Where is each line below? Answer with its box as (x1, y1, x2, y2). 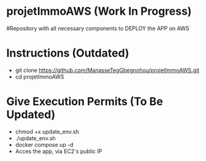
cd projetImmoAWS (15, 73, 64, 80)
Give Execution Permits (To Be (6, 95, 164, 109)
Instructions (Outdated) (6, 46, 130, 60)
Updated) (6, 108, 56, 122)
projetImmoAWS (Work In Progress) (6, 4, 192, 18)
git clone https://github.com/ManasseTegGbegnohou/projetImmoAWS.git (15, 66, 200, 74)
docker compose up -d (15, 141, 74, 148)
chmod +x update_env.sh (15, 128, 80, 135)
